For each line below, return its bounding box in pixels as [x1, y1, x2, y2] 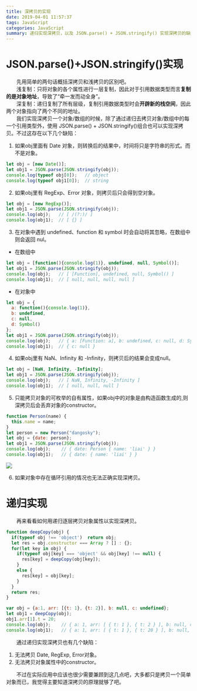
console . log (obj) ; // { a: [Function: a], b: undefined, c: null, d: [6, 338, 185, 344]
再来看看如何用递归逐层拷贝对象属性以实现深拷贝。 [16, 517, 140, 524]
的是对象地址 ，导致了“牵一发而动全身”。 [6, 93, 104, 100]
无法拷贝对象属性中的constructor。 [14, 658, 100, 665]
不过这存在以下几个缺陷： [16, 130, 78, 137]
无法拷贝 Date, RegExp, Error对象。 [14, 651, 100, 658]
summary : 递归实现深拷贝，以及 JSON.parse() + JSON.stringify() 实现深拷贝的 [6, 31, 186, 36]
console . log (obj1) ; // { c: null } [6, 343, 96, 349]
